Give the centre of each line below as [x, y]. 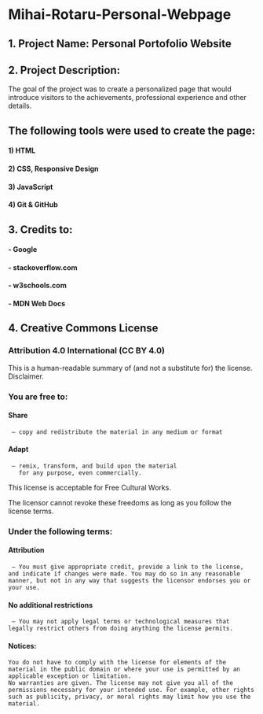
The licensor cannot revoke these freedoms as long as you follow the [120, 502]
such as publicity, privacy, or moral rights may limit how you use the [130, 697]
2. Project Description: [64, 70]
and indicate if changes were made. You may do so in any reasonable [124, 574]
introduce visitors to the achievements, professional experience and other [128, 98]
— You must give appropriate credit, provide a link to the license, [128, 567]
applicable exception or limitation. [70, 676]
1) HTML [22, 150]
